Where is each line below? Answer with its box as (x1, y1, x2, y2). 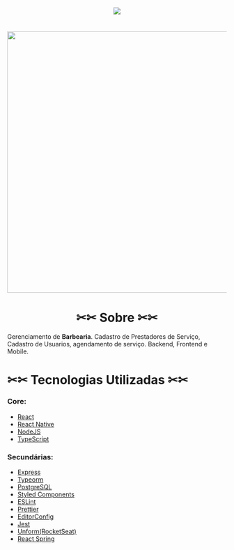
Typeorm (17, 475, 44, 484)
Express (17, 468, 41, 477)
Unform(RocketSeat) (17, 527, 77, 536)
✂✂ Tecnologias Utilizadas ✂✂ (7, 372, 189, 388)
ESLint (17, 498, 36, 506)
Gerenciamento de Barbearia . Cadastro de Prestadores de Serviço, (7, 333, 201, 341)
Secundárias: (7, 452, 54, 461)
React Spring (17, 535, 55, 543)
